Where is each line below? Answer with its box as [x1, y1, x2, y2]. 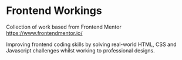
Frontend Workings [6, 4, 102, 17]
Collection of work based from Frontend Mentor [6, 23, 122, 30]
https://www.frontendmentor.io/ [6, 29, 83, 36]
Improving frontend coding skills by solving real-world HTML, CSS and [6, 41, 177, 48]
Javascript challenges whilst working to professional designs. [6, 47, 155, 54]
